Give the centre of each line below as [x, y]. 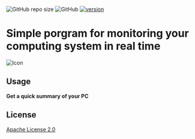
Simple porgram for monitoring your [97, 34]
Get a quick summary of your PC [47, 96]
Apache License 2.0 [31, 129]
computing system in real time [83, 46]
